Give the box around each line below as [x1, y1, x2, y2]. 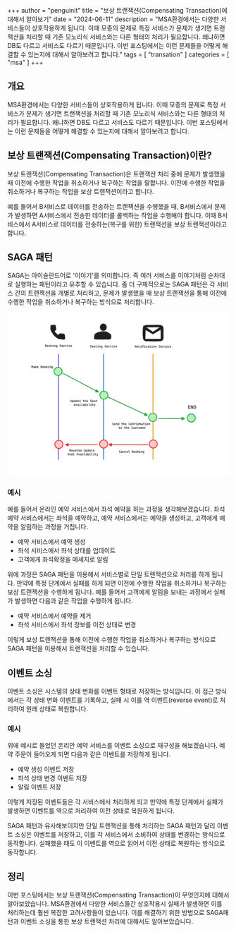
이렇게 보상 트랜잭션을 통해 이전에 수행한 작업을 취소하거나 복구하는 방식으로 [7, 636, 216, 644]
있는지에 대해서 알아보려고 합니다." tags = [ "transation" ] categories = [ [27, 50, 230, 59]
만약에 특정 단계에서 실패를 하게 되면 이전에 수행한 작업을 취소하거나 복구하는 [16, 579, 228, 588]
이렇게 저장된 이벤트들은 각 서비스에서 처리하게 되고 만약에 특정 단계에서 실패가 [7, 798, 224, 806]
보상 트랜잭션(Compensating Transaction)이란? [7, 150, 213, 162]
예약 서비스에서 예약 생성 [17, 538, 86, 546]
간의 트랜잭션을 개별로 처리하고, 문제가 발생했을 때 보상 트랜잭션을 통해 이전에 [14, 289, 228, 298]
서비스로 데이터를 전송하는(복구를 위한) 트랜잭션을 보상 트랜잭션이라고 [36, 219, 228, 228]
